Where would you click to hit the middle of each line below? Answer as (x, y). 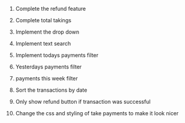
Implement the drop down (47, 32)
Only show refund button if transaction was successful (83, 102)
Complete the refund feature (51, 9)
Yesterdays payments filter (48, 67)
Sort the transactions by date (51, 90)
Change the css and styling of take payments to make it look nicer (97, 113)
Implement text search (43, 43)
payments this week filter (47, 78)
